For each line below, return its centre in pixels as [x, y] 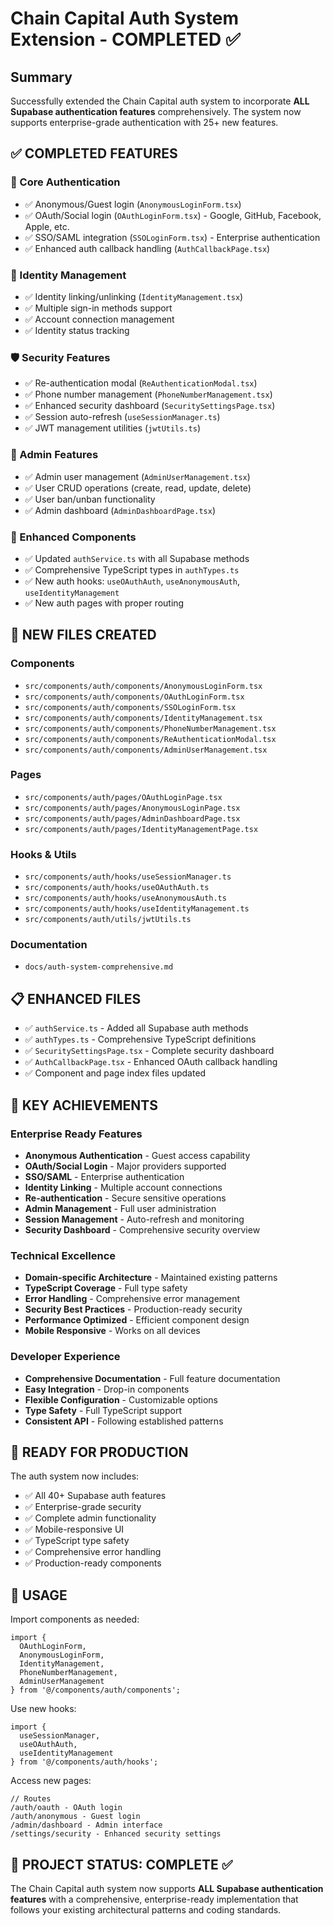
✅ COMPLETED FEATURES [94, 153]
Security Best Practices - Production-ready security [133, 1309]
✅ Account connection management [99, 319]
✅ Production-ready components [93, 1563]
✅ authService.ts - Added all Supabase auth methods [136, 1028]
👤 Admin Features [54, 455]
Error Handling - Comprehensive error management [132, 1299]
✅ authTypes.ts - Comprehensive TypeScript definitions [140, 1039]
